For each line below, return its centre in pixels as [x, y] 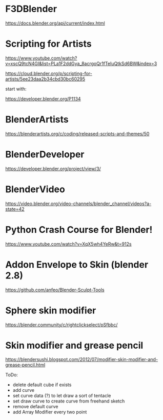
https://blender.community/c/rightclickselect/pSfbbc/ [62, 325]
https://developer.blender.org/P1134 [43, 98]
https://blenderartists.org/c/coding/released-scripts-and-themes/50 [77, 133]
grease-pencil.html [25, 365]
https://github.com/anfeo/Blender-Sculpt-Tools [55, 290]
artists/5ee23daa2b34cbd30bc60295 [45, 79]
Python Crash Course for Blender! [79, 229]
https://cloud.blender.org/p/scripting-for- [49, 73]
